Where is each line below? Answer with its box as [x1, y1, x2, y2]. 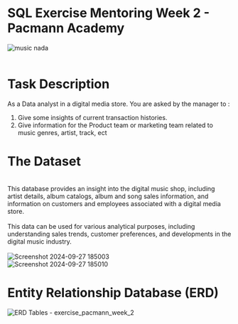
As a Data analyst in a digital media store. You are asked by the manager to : [7, 99, 230, 108]
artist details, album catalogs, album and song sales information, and [7, 192, 209, 200]
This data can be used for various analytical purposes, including [7, 222, 195, 230]
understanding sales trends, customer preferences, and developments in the [7, 229, 232, 238]
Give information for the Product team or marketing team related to [17, 121, 213, 129]
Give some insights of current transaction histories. [17, 113, 168, 121]
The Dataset [7, 153, 82, 170]
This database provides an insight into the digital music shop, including [7, 184, 215, 193]
